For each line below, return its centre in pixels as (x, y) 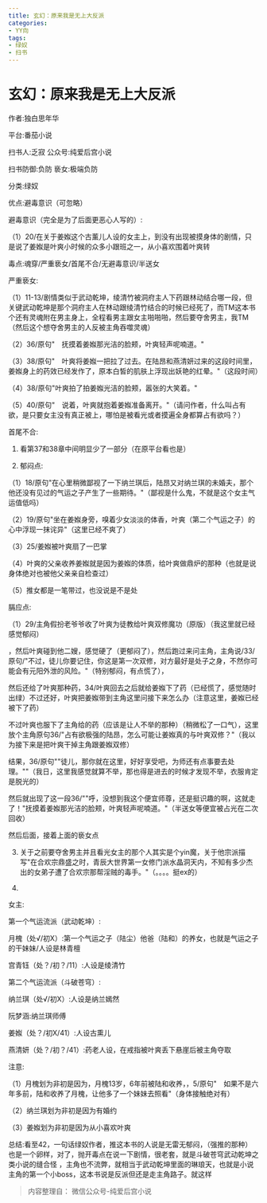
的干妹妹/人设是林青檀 (44, 948)
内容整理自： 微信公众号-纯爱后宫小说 (90, 1191)
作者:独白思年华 (34, 118)
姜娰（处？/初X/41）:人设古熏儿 (60, 1033)
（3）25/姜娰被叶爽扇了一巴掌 (58, 546)
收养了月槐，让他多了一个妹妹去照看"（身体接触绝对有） (142, 1093)
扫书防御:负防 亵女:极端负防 (53, 169)
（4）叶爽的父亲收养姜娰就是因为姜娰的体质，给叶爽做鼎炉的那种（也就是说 (132, 563)
